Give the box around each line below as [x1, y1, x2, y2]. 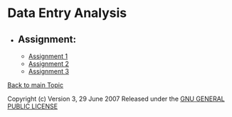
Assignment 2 [28, 60, 70, 68]
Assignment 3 [28, 67, 70, 75]
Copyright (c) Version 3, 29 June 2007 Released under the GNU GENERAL [7, 94, 226, 103]
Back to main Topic [7, 81, 64, 89]
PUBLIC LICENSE [7, 102, 58, 111]
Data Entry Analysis [7, 5, 127, 21]
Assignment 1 [28, 52, 68, 60]
